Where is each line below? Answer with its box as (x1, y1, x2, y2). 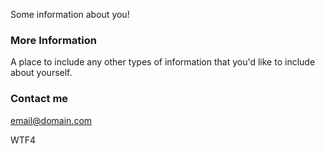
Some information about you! (10, 9, 130, 20)
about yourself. (10, 67, 73, 79)
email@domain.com (10, 114, 93, 126)
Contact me (10, 92, 69, 106)
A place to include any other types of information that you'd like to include (10, 56, 316, 68)
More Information (10, 33, 97, 47)
